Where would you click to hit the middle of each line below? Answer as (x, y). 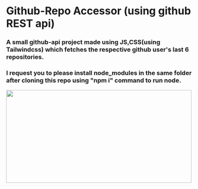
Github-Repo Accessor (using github (99, 11)
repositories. (25, 57)
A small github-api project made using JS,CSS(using (83, 42)
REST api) (31, 23)
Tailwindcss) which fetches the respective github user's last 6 (98, 50)
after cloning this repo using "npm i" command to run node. (94, 80)
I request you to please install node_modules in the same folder (99, 73)
